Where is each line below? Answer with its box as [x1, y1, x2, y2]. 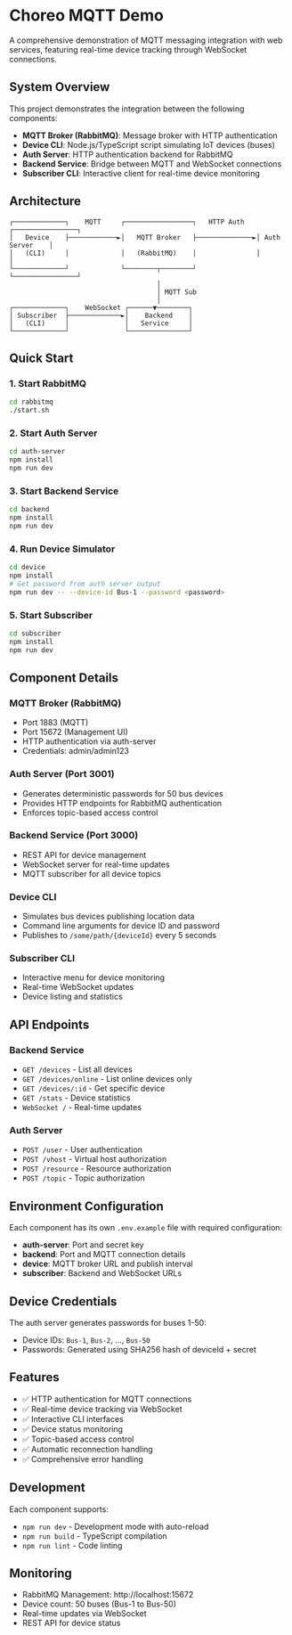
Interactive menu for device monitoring [21, 972, 166, 983]
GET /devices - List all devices [21, 1064, 134, 1075]
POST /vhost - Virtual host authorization [21, 1154, 167, 1165]
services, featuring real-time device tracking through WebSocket [9, 44, 247, 54]
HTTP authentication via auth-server [21, 736, 157, 747]
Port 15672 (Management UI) [21, 727, 129, 738]
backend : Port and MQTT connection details [21, 1249, 186, 1260]
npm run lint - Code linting [21, 1540, 123, 1550]
